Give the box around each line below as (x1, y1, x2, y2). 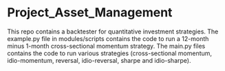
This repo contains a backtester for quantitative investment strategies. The (7, 27, 219, 35)
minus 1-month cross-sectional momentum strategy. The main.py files (7, 42, 206, 50)
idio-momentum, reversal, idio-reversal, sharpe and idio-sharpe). (7, 56, 191, 64)
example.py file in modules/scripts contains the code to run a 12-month (7, 34, 209, 42)
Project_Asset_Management (7, 5, 173, 20)
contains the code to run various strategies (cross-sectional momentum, (7, 49, 212, 57)
